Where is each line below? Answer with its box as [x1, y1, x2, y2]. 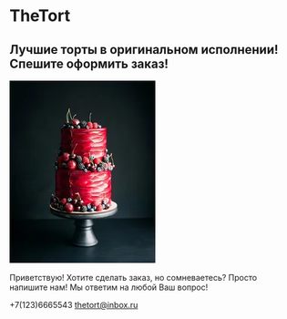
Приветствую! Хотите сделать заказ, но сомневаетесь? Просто [9, 273, 258, 283]
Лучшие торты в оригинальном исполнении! [9, 42, 279, 57]
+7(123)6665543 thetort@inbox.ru [9, 300, 138, 310]
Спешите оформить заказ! [9, 56, 169, 71]
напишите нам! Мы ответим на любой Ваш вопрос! [9, 282, 209, 293]
